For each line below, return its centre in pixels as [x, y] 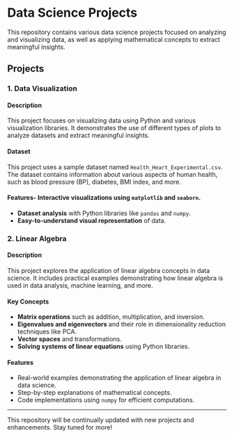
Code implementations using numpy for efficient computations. [106, 400]
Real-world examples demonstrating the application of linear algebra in [119, 378]
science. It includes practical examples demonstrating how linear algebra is [115, 278]
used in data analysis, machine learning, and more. [80, 285]
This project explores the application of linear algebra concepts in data [109, 270]
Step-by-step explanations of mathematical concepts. [94, 393]
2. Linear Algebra [37, 238]
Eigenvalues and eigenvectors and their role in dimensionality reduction [122, 324]
